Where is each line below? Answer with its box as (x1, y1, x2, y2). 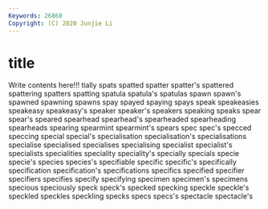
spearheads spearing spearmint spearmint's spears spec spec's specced (8, 123, 252, 133)
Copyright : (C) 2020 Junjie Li (8, 19, 113, 27)
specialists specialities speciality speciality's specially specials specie (8, 149, 239, 158)
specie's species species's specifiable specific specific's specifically (8, 158, 237, 167)
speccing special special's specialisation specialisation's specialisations (8, 132, 247, 141)
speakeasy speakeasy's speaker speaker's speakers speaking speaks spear (8, 106, 262, 116)
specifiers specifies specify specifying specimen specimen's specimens (8, 174, 249, 184)
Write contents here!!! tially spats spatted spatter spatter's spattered (8, 80, 234, 90)
